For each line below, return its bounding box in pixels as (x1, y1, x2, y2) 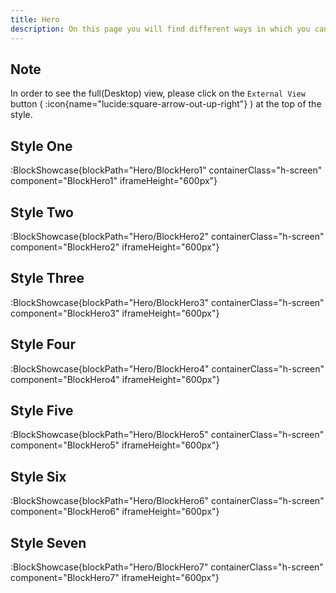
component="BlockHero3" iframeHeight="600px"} (10, 307, 220, 319)
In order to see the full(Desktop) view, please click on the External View (10, 87, 306, 100)
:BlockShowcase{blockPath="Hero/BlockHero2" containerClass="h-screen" (10, 230, 325, 242)
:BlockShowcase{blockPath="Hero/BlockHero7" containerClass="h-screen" (10, 561, 324, 573)
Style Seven (10, 534, 87, 551)
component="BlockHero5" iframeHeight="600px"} (10, 439, 220, 451)
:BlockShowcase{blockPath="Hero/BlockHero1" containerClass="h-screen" (10, 164, 323, 176)
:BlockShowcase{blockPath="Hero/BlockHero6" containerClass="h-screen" (10, 495, 325, 507)
